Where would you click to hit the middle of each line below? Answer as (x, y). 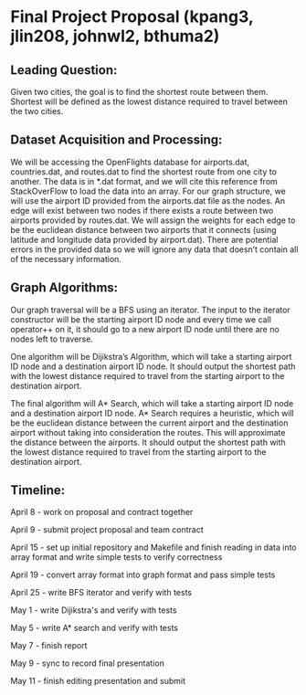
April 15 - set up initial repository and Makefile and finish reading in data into (153, 548)
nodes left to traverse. (52, 339)
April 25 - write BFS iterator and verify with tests (101, 593)
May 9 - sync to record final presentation (88, 663)
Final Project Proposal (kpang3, (132, 17)
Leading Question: (64, 70)
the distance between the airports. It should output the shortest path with (148, 442)
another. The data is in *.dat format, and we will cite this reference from (144, 181)
